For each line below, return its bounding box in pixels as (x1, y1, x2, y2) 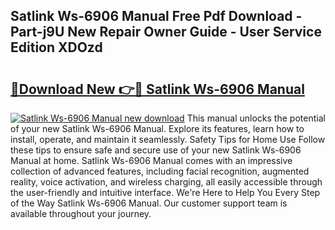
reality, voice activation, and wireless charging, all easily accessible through (10, 176, 323, 188)
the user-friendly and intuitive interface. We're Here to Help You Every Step (10, 187, 321, 198)
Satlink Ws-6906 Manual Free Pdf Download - (10, 8, 303, 25)
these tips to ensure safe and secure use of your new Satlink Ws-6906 (10, 144, 302, 156)
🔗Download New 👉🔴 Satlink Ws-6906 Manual (10, 80, 305, 98)
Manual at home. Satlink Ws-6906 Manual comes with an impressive (10, 155, 293, 166)
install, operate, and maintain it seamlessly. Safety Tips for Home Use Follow (10, 134, 326, 145)
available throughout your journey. (10, 208, 152, 219)
